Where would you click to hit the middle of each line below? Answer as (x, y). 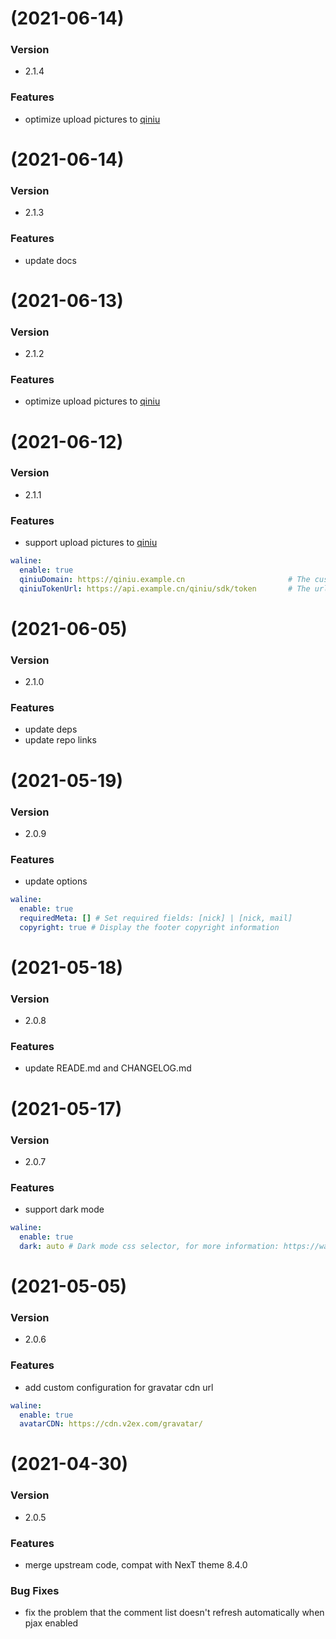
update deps (51, 729)
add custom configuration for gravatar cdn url (119, 1387)
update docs (50, 260)
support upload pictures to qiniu (91, 543)
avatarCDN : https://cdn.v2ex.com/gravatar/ (111, 1424)
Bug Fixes (35, 1590)
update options (56, 881)
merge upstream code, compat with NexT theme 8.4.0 (136, 1565)
